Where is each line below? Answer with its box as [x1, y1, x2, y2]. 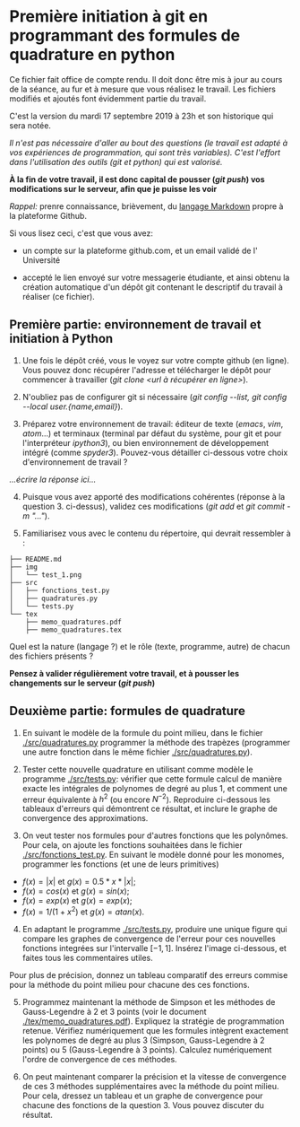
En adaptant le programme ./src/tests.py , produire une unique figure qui [21, 923, 288, 934]
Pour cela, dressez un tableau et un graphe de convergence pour [21, 1090, 263, 1101]
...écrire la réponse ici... [9, 474, 97, 485]
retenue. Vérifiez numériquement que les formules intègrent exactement [21, 1025, 289, 1035]
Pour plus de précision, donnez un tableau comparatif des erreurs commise [9, 969, 288, 980]
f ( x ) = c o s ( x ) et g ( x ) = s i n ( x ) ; [21, 886, 130, 896]
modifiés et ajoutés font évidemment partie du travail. [9, 92, 207, 104]
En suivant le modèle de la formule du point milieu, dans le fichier [21, 727, 263, 738]
